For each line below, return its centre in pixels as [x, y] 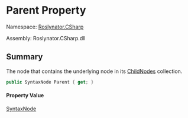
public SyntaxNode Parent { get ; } [50, 82]
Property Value [25, 95]
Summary [25, 57]
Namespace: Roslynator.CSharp [45, 27]
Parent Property [46, 10]
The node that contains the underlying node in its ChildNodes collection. [94, 71]
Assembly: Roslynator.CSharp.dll [46, 38]
